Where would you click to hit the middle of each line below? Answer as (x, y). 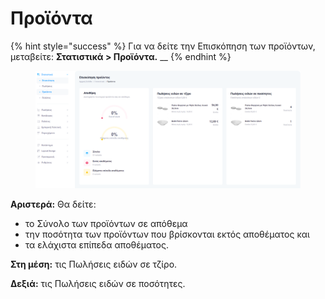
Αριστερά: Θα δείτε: (53, 204)
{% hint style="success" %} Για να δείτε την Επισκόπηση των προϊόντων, (163, 46)
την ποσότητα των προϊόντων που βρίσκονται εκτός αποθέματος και (167, 234)
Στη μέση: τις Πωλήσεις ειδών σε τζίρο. (94, 264)
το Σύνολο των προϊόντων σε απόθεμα (106, 223)
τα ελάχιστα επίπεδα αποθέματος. (96, 244)
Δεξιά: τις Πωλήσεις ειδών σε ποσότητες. (98, 283)
